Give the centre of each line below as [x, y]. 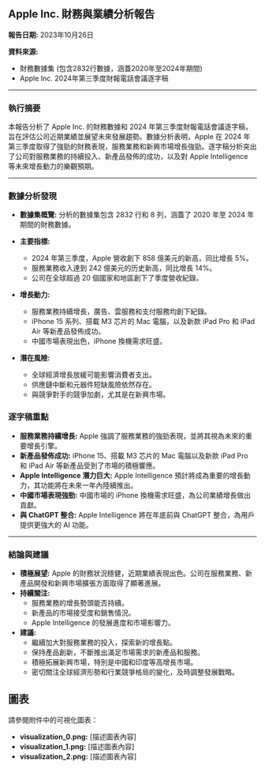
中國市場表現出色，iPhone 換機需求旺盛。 [99, 341]
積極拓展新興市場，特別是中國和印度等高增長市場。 [114, 662]
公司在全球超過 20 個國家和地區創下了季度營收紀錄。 [117, 278]
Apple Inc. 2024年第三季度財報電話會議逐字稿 [94, 78]
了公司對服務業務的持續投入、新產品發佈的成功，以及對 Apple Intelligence [128, 156]
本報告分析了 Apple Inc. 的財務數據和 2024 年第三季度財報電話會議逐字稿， [130, 127]
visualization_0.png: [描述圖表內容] [78, 737]
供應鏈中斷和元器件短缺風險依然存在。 [93, 385]
